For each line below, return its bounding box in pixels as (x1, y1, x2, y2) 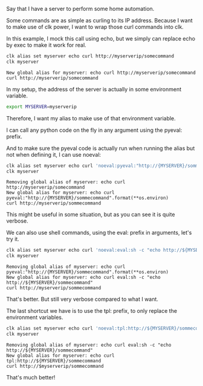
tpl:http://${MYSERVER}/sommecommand (6, 358, 101, 364)
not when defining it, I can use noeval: (6, 151, 101, 158)
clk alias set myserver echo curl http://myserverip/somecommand (6, 53, 174, 59)
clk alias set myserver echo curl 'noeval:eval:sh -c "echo (6, 247, 161, 254)
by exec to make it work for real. (6, 42, 86, 48)
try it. (6, 235, 19, 243)
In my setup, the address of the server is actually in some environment (6, 85, 182, 93)
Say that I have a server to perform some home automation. (6, 5, 155, 12)
